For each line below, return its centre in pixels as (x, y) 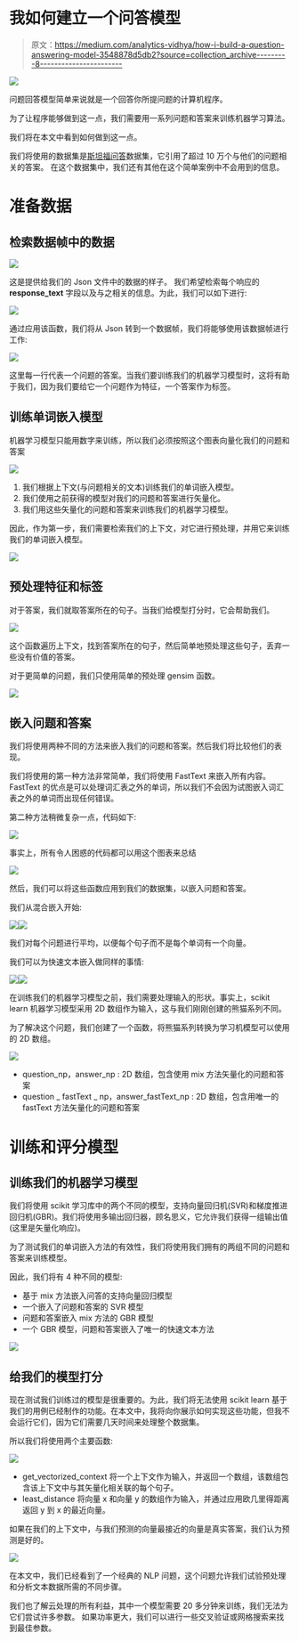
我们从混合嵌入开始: (46, 907)
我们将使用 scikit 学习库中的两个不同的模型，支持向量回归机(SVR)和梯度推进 (149, 1206)
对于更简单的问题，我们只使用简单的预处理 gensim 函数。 (114, 675)
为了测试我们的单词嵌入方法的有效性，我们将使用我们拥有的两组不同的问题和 (149, 1247)
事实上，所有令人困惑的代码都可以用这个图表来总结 (103, 853)
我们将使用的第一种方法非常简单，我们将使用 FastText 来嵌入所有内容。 (140, 776)
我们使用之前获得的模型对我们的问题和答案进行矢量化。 (123, 498)
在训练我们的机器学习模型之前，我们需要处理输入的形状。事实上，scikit (140, 997)
